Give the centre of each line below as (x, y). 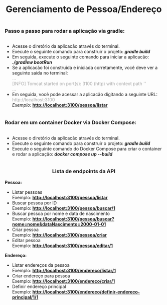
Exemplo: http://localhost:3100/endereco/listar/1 (64, 270)
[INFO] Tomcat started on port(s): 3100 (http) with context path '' (79, 84)
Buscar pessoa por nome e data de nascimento (61, 213)
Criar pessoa (25, 230)
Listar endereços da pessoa (41, 265)
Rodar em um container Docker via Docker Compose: (70, 123)
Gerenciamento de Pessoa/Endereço (84, 9)
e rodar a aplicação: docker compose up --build (62, 154)
